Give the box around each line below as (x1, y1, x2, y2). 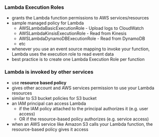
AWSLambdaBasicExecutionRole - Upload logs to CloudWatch (19, 25, 144, 31)
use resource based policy (11, 79, 67, 85)
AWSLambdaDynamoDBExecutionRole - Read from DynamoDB (19, 36, 145, 41)
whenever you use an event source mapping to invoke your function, (11, 46, 150, 52)
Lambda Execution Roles (4, 4, 64, 11)
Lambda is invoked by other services (4, 69, 94, 76)
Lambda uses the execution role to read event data (11, 51, 114, 57)
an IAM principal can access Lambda (11, 100, 86, 106)
